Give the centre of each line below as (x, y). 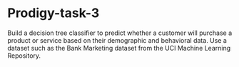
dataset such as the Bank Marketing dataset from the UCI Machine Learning (119, 48)
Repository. (24, 56)
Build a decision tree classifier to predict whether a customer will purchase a (120, 33)
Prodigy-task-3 (54, 13)
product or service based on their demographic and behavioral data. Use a (117, 40)
